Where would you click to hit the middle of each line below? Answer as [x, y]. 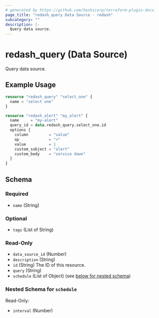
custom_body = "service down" [50, 154]
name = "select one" [32, 101]
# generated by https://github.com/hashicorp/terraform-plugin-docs [80, 10]
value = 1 [35, 144]
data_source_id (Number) [40, 254]
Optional [16, 218]
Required [17, 194]
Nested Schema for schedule [41, 289]
